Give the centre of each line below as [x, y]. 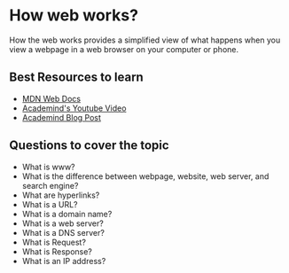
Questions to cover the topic [90, 146]
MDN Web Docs [51, 98]
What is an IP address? [64, 261]
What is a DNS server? [63, 232]
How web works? [74, 16]
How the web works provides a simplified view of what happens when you [145, 40]
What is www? [48, 167]
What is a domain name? [67, 214]
